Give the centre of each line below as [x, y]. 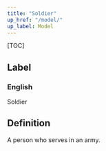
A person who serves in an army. [54, 140]
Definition [29, 123]
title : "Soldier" [32, 13]
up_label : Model [30, 26]
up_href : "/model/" [35, 20]
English [20, 86]
